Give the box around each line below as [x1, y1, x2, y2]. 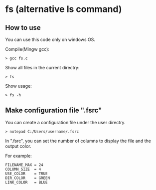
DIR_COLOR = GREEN [5, 176, 50, 181]
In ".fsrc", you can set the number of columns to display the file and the [5, 138, 151, 144]
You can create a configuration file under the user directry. [5, 119, 126, 125]
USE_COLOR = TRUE [5, 171, 48, 176]
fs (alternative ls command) [5, 3, 122, 15]
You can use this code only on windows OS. [5, 36, 96, 42]
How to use [5, 23, 41, 32]
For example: [5, 153, 32, 159]
